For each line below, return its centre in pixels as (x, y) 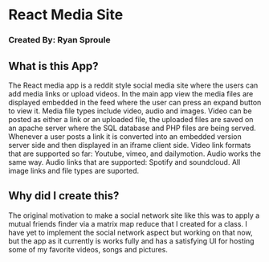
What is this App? (53, 66)
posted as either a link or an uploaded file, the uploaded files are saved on (131, 119)
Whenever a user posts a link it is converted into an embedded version (125, 136)
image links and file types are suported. (74, 170)
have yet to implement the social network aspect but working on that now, (130, 232)
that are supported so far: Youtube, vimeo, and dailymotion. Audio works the (134, 154)
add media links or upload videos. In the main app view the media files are (131, 93)
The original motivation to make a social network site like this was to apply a (134, 215)
